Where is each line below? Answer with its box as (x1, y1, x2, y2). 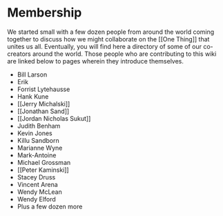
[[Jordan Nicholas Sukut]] (17, 114, 91, 122)
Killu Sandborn (17, 136, 60, 144)
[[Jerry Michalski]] (17, 99, 70, 108)
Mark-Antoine (17, 150, 57, 159)
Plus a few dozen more (17, 202, 83, 210)
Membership (7, 5, 82, 21)
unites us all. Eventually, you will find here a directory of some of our (7, 42, 202, 50)
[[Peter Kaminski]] (17, 166, 69, 174)
